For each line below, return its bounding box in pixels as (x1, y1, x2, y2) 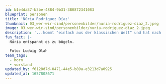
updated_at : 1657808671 (5, 71, 55, 77)
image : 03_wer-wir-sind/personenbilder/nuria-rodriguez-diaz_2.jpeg (5, 26, 150, 31)
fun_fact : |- (5, 35, 32, 40)
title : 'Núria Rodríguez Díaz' (5, 16, 70, 21)
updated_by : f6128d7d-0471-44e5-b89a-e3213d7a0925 (5, 67, 112, 72)
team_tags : (5, 53, 28, 58)
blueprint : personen (5, 12, 48, 17)
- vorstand (9, 62, 32, 67)
